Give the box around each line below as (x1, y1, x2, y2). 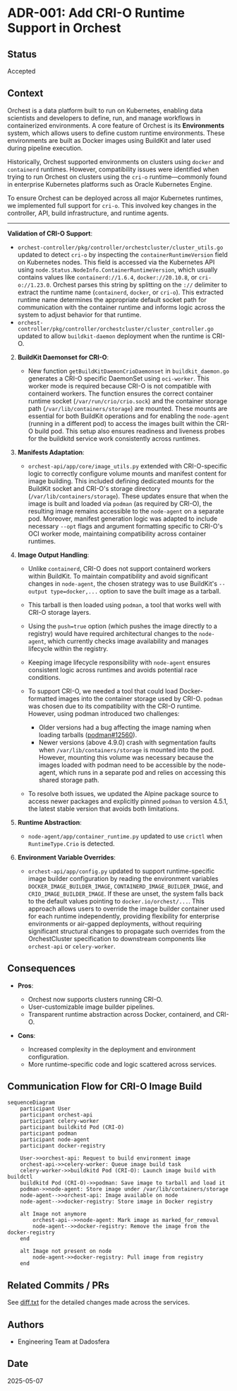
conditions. (28, 673, 61, 681)
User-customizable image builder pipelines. (28, 1003, 155, 1011)
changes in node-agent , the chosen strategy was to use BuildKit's (28, 579, 217, 588)
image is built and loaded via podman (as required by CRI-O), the (28, 499, 213, 507)
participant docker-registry (20, 1143, 106, 1150)
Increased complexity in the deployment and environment (28, 1045, 196, 1054)
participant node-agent (20, 1136, 90, 1143)
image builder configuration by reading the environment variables (28, 874, 219, 882)
